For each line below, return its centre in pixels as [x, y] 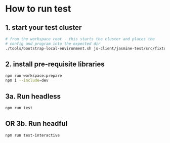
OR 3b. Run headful [36, 124]
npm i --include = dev [27, 81]
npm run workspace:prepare [34, 76]
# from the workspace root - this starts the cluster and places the [80, 39]
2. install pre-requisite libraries [55, 64]
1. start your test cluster [44, 28]
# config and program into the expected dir [53, 43]
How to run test [38, 9]
